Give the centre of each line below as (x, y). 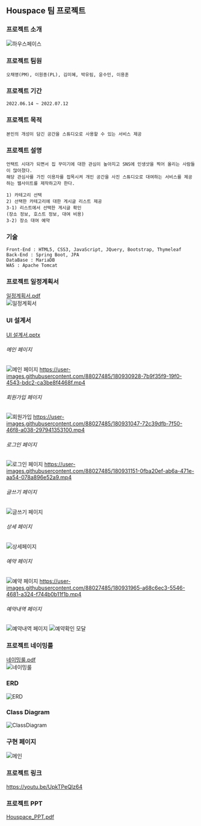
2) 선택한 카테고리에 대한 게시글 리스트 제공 (54, 201)
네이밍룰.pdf (21, 660)
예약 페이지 (19, 561)
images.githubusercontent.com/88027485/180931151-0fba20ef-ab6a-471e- (100, 471)
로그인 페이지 (22, 445)
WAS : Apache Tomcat (32, 266)
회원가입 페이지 (24, 397)
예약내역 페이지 (24, 609)
